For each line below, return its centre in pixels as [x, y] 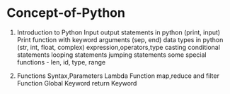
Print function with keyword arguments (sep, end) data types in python [120, 39]
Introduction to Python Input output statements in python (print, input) [119, 32]
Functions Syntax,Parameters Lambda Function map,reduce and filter [118, 76]
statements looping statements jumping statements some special [111, 55]
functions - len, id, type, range [61, 62]
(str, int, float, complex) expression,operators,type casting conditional [119, 47]
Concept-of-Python [66, 13]
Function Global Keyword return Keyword [77, 83]
